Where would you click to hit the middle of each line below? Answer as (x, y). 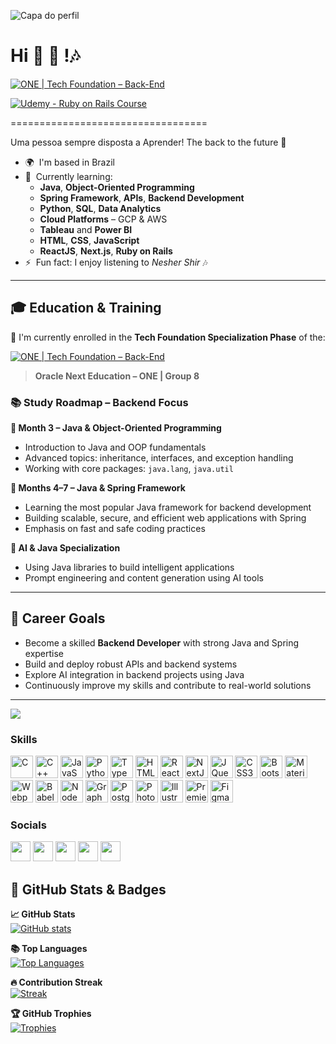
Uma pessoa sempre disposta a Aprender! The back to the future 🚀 (148, 142)
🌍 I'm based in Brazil (69, 162)
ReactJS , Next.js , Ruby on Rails (106, 251)
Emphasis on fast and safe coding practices (115, 529)
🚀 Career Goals (58, 618)
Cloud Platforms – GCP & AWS (103, 219)
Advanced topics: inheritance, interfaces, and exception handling (159, 458)
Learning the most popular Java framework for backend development (168, 507)
